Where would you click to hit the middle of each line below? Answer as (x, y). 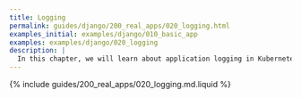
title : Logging (38, 17)
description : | (38, 51)
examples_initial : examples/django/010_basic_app (104, 34)
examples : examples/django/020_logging (84, 42)
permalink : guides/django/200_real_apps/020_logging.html (120, 26)
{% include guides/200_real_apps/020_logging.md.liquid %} (120, 84)
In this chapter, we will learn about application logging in (136, 59)
